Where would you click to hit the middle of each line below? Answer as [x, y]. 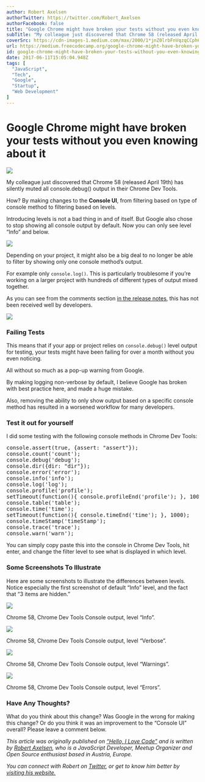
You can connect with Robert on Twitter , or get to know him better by [93, 766]
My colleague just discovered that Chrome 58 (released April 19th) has [95, 182]
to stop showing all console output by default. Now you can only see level [99, 225]
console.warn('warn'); [40, 534]
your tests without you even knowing [102, 140]
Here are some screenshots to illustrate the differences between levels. [96, 581]
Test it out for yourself [40, 423]
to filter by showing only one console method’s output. [75, 261]
